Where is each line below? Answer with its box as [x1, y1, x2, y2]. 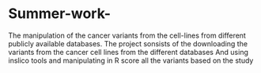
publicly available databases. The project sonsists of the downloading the [8, 38, 248, 48]
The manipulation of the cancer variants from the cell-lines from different [8, 31, 247, 40]
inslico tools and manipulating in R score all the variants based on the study [8, 56, 254, 65]
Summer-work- [8, 5, 112, 23]
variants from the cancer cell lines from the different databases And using [8, 47, 249, 57]
